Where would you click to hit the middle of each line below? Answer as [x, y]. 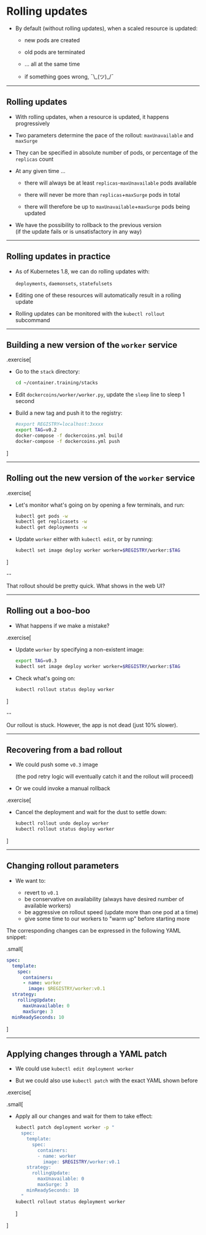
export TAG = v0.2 [36, 430]
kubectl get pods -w [41, 516]
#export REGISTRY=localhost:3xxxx [59, 425]
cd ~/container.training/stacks [56, 383]
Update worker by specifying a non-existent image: [79, 649]
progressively [32, 123]
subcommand [32, 320]
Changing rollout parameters [63, 866]
